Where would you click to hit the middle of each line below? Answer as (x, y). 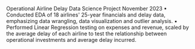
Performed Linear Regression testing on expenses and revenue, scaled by (97, 27)
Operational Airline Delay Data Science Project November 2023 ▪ (87, 9)
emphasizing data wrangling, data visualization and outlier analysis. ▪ (92, 21)
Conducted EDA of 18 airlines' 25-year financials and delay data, (86, 15)
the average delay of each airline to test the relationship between (86, 34)
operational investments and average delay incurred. (71, 40)
